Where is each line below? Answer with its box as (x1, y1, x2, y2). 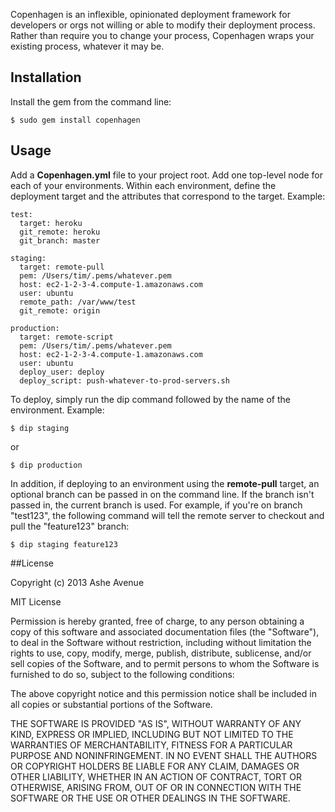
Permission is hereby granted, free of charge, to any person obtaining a (10, 615, 305, 627)
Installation (10, 69, 82, 86)
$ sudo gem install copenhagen (10, 115, 141, 125)
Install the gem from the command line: (10, 95, 172, 108)
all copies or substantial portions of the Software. (10, 698, 213, 710)
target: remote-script (19, 332, 114, 342)
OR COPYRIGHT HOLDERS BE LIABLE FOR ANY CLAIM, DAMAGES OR (10, 760, 300, 772)
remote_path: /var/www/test (19, 297, 137, 307)
